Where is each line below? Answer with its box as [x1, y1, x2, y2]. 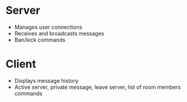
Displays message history [14, 77, 79, 84]
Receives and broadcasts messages [14, 29, 104, 37]
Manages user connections [14, 23, 83, 31]
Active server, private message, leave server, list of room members [14, 83, 182, 91]
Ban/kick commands [14, 36, 66, 43]
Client [5, 58, 37, 71]
